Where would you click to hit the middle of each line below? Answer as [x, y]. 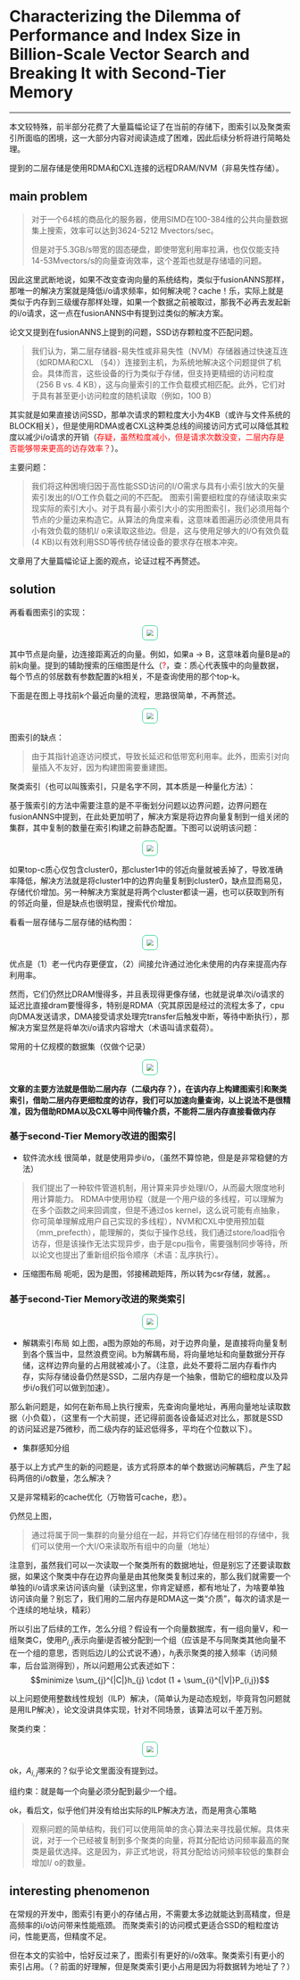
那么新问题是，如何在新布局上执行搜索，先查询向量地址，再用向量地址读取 [146, 1407]
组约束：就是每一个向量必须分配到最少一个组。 [95, 1791]
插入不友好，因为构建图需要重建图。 [105, 767]
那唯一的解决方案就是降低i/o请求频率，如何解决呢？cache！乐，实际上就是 [146, 290]
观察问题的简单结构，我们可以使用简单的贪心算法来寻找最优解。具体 [156, 1829]
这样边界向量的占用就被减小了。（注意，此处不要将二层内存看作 [154, 1366]
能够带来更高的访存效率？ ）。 [70, 447]
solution [33, 590]
